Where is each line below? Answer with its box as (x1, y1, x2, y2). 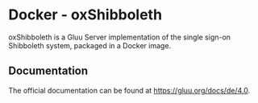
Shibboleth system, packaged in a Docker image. (8, 40, 172, 50)
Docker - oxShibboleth (8, 6, 163, 24)
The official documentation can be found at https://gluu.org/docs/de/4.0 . (8, 85, 251, 95)
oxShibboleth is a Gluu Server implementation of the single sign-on (8, 32, 231, 42)
